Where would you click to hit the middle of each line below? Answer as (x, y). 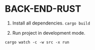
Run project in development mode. (49, 33)
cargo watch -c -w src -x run (37, 42)
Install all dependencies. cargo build (51, 23)
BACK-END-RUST (43, 9)
